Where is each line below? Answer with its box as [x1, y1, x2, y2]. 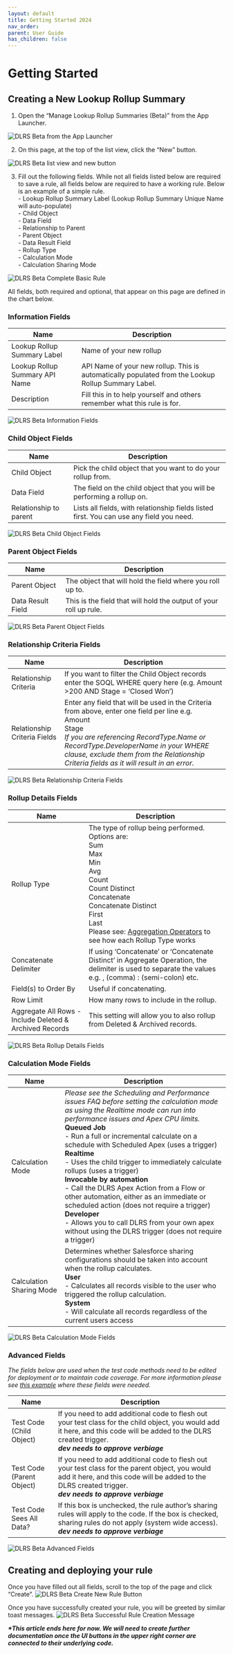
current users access [64, 1315, 133, 1325]
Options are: [88, 831, 129, 841]
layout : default [8, 10, 55, 17]
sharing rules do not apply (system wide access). [58, 1518, 218, 1527]
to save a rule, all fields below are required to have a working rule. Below [17, 180, 225, 188]
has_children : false [8, 36, 68, 43]
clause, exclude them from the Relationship [64, 750, 205, 760]
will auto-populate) [17, 202, 72, 210]
